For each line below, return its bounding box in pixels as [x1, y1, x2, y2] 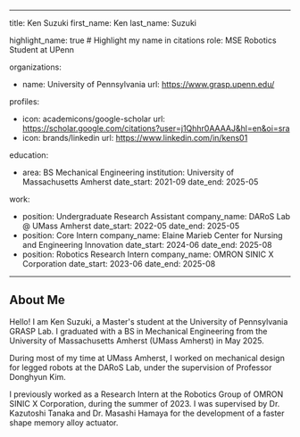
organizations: [9, 62, 62, 72]
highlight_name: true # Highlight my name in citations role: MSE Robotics [9, 35, 277, 45]
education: [9, 150, 49, 161]
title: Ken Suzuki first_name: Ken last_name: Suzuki [9, 18, 196, 28]
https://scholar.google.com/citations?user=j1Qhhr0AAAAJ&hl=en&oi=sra [21, 123, 290, 134]
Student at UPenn [9, 45, 74, 54]
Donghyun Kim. [9, 371, 67, 382]
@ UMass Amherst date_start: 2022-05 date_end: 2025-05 [21, 220, 239, 231]
